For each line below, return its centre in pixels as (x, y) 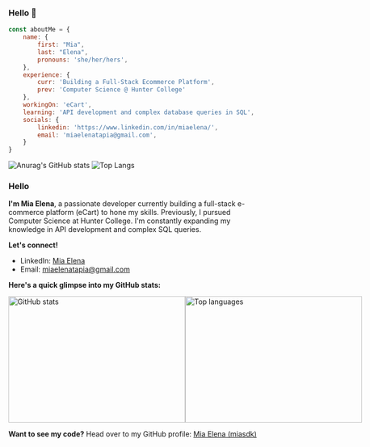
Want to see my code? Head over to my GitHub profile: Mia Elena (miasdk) (132, 434)
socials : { (41, 120)
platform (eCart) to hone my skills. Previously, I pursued (138, 213)
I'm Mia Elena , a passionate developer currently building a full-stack (122, 204)
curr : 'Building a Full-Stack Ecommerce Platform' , (126, 82)
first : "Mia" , (61, 45)
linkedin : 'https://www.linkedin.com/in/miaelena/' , (128, 127)
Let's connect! (33, 245)
